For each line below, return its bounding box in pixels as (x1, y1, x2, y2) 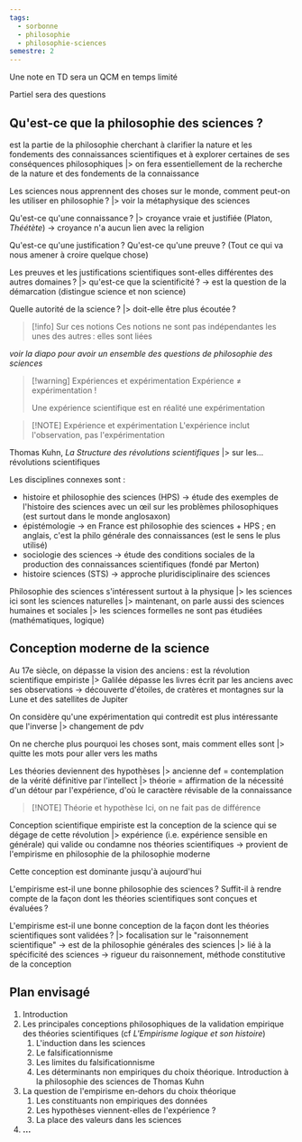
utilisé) (22, 539, 48, 550)
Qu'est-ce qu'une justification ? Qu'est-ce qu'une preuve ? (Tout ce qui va (9, 239, 284, 250)
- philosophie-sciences (17, 38, 106, 48)
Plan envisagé (9, 985, 90, 1000)
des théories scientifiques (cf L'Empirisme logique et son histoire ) (22, 1027, 266, 1039)
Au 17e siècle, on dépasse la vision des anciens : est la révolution (9, 665, 251, 676)
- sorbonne (17, 22, 59, 31)
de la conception (9, 959, 72, 969)
